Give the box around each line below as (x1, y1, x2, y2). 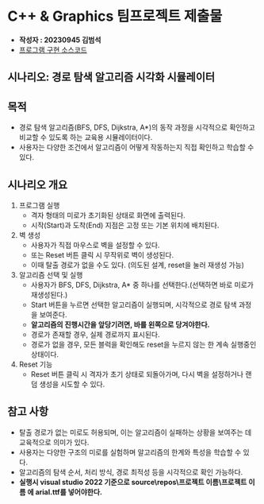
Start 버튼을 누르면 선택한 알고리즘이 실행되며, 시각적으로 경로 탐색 (30, 300, 237, 309)
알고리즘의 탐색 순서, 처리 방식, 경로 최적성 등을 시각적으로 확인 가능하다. (18, 467, 243, 477)
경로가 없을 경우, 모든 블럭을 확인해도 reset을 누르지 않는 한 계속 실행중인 (30, 339, 257, 349)
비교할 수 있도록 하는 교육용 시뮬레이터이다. (18, 133, 153, 142)
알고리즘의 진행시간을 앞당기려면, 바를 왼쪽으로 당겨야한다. (30, 320, 210, 329)
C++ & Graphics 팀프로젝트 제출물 (7, 7, 223, 25)
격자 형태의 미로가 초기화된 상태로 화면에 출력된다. (30, 210, 186, 219)
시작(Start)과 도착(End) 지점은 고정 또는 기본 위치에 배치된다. (30, 220, 220, 230)
